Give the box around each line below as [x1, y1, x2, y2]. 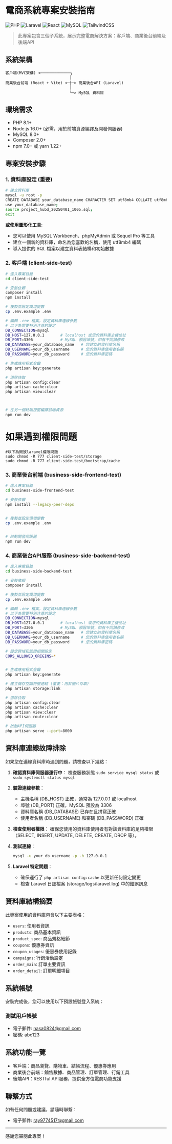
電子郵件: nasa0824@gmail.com [12, 1025, 81, 1031]
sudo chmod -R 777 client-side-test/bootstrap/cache [5, 458, 120, 463]
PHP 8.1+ [12, 119, 32, 126]
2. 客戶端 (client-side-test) [5, 260, 73, 267]
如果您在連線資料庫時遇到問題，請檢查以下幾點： [5, 758, 109, 764]
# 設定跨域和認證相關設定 [5, 648, 52, 654]
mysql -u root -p [5, 193, 42, 198]
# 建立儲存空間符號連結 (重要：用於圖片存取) [5, 681, 90, 686]
